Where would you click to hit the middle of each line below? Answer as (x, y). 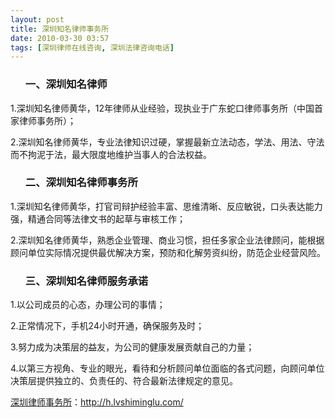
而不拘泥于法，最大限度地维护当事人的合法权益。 (111, 154)
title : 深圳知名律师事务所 (60, 29)
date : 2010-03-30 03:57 (60, 38)
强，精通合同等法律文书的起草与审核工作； (98, 218)
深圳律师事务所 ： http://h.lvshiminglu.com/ (97, 402)
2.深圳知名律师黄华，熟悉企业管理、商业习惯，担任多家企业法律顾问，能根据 (167, 240)
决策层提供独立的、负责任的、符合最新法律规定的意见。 (124, 381)
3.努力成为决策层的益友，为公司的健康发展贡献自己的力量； (132, 347)
